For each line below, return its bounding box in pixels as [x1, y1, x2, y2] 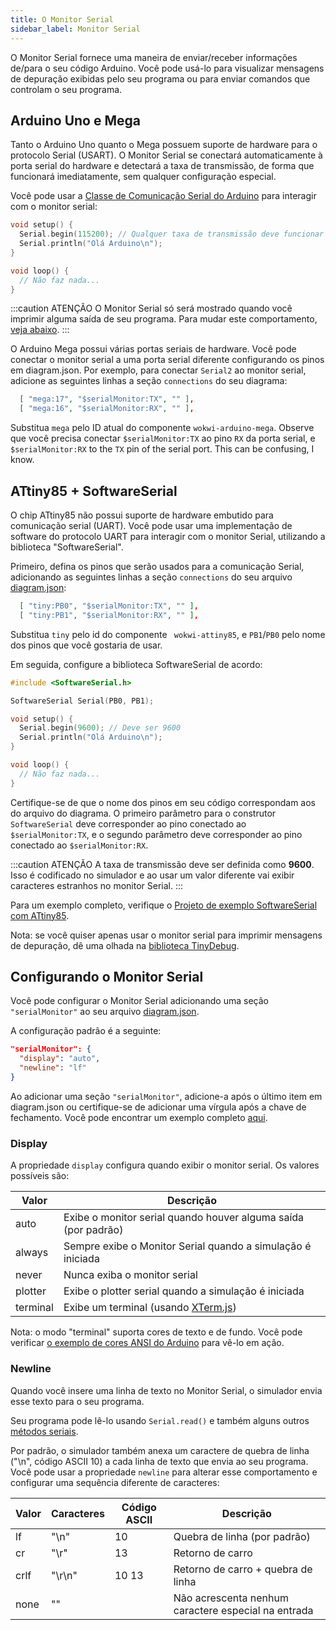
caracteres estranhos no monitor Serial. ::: [10, 879, 184, 891]
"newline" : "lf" [19, 1063, 87, 1073]
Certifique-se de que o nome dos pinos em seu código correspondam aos [10, 796, 316, 808]
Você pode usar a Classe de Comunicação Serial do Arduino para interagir [10, 190, 317, 202]
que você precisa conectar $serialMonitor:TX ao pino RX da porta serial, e [10, 432, 316, 445]
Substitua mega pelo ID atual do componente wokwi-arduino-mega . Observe [10, 422, 315, 434]
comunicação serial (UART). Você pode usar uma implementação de [10, 520, 293, 531]
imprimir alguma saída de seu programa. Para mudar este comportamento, [10, 313, 318, 325]
